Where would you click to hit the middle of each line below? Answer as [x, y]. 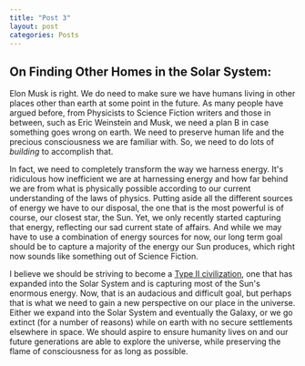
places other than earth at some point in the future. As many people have [147, 103]
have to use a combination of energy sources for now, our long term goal [146, 237]
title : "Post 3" [40, 18]
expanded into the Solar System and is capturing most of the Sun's [135, 284]
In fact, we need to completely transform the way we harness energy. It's [147, 169]
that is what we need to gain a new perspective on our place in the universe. [152, 303]
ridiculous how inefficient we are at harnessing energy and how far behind [149, 179]
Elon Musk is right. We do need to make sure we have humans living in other [152, 94]
